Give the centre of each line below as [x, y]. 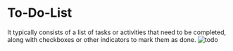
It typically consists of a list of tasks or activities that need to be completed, [117, 32]
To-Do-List [40, 13]
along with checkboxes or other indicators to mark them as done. [102, 39]
